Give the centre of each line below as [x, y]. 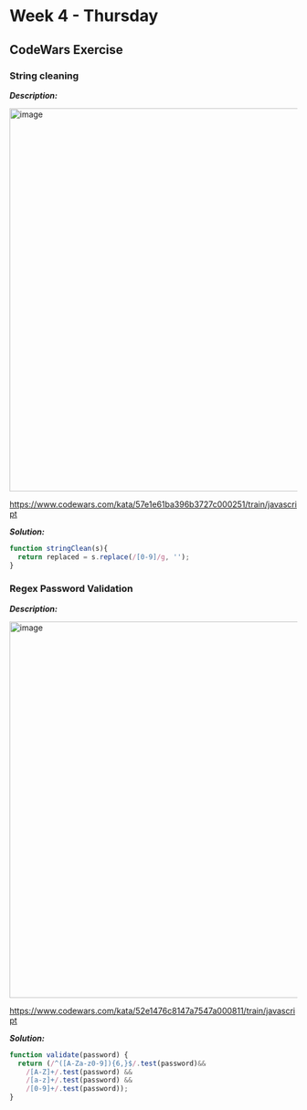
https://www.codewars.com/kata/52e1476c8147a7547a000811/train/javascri [152, 1010]
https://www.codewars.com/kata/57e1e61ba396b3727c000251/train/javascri [153, 504]
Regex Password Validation [71, 588]
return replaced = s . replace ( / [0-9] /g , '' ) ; [104, 557]
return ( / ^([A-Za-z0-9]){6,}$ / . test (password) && [112, 1063]
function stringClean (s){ [58, 548]
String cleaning [44, 76]
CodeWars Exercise [66, 50]
